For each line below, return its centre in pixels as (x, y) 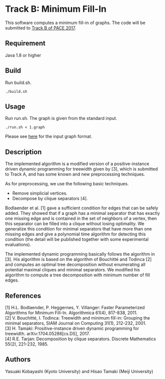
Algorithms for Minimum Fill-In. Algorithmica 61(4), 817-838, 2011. (71, 313)
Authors (18, 360)
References (23, 296)
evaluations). (18, 245)
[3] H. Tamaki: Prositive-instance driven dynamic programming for (72, 328)
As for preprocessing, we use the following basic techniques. (67, 184)
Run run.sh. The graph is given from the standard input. (61, 118)
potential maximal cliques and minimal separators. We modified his (72, 270)
